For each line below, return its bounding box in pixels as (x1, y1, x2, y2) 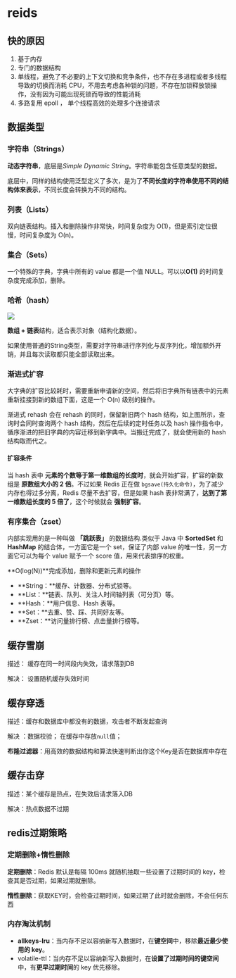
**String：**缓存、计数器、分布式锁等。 (17, 582, 136, 590)
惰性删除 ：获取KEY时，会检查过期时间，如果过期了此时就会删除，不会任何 (7, 891, 223, 899)
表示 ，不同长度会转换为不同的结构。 (25, 185, 131, 194)
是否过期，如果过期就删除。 (19, 876, 100, 884)
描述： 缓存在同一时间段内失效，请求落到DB (7, 660, 135, 668)
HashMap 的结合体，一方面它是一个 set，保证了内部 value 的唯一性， (7, 543, 209, 551)
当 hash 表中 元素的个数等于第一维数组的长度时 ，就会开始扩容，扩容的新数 (7, 471, 223, 479)
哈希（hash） (7, 296, 54, 306)
